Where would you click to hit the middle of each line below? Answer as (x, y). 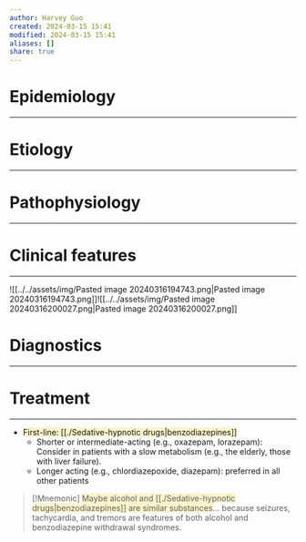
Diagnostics (56, 346)
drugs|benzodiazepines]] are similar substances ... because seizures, (161, 507)
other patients (62, 480)
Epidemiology (63, 97)
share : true (32, 52)
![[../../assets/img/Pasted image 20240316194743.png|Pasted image (138, 289)
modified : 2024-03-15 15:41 (63, 35)
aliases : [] (32, 43)
